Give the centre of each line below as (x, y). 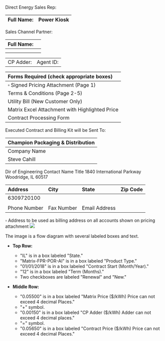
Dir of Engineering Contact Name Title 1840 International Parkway (73, 172)
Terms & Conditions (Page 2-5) (45, 93)
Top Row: (22, 246)
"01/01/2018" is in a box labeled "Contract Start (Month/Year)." (84, 266)
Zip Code (132, 189)
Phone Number (26, 208)
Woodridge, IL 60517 (27, 177)
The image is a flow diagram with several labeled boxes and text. (72, 236)
